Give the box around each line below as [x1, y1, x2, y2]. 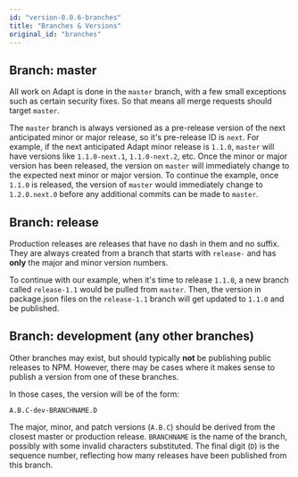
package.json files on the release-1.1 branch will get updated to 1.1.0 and [9, 293, 285, 304]
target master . [9, 105, 60, 116]
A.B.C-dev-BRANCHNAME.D [9, 406, 98, 415]
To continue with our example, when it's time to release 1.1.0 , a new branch [9, 275, 290, 285]
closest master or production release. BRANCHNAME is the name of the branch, [9, 431, 288, 441]
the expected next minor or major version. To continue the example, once [9, 170, 279, 181]
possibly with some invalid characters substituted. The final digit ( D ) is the [9, 440, 280, 451]
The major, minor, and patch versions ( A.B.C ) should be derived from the [9, 421, 276, 432]
